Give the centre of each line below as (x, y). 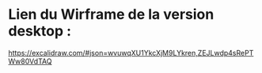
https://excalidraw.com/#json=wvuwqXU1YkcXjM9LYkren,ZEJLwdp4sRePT (131, 53)
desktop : (40, 31)
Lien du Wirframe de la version (111, 15)
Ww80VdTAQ (30, 61)
